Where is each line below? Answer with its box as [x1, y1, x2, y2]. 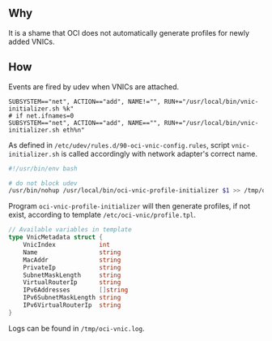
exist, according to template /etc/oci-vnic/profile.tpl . [8, 210, 196, 220]
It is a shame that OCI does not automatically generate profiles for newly [8, 28, 249, 37]
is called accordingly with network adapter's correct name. [61, 149, 257, 158]
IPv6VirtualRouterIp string [23, 301, 121, 309]
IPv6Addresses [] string [23, 286, 129, 295]
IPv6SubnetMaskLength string [23, 294, 121, 302]
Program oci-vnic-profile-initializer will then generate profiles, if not [8, 201, 251, 211]
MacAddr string [23, 256, 121, 264]
